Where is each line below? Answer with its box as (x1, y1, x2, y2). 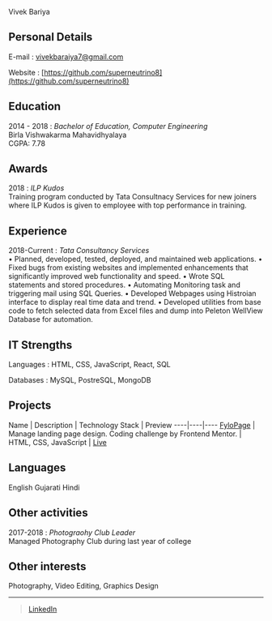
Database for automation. (8, 315, 93, 324)
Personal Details (8, 30, 93, 44)
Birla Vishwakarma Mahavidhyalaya (8, 130, 127, 139)
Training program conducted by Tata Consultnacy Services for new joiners (8, 192, 257, 202)
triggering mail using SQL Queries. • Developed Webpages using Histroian (8, 289, 257, 298)
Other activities (8, 506, 88, 520)
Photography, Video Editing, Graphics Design (8, 581, 159, 591)
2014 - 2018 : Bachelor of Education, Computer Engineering (8, 121, 208, 131)
